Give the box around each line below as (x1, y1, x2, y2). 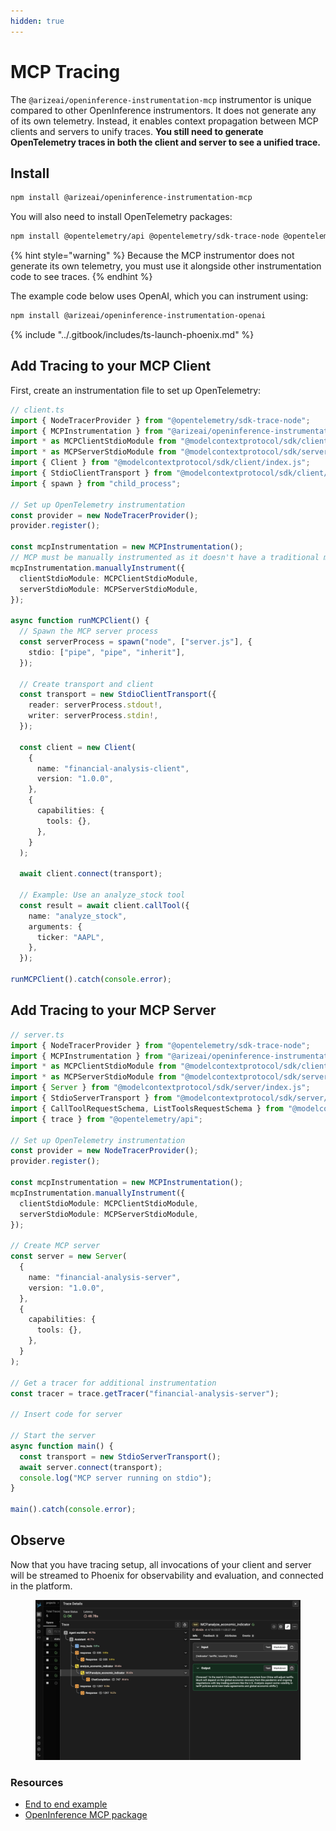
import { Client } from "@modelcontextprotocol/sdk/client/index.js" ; (10, 458, 311, 468)
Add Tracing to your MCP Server (10, 1002, 217, 1019)
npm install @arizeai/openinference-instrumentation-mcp (10, 193, 253, 203)
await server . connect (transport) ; (19, 1462, 163, 1472)
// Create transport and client (19, 679, 155, 689)
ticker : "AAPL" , (36, 932, 105, 942)
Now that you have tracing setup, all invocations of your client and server (10, 1558, 312, 1570)
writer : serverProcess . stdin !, (28, 711, 159, 721)
